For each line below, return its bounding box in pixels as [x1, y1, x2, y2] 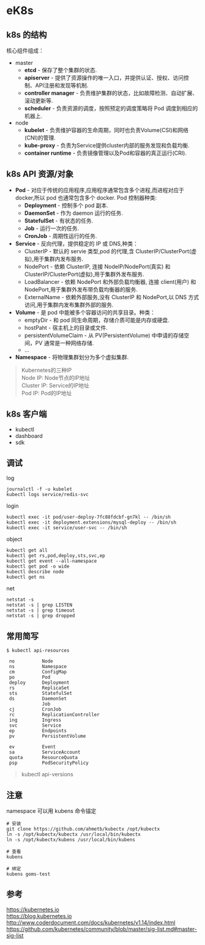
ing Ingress [9, 717, 62, 724]
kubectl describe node [6, 569, 64, 575]
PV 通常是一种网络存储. [35, 339, 94, 346]
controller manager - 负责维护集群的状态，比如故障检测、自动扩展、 [24, 89, 198, 97]
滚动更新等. [24, 97, 53, 104]
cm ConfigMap [9, 669, 67, 675]
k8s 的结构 [6, 29, 47, 40]
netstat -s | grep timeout [6, 607, 75, 613]
